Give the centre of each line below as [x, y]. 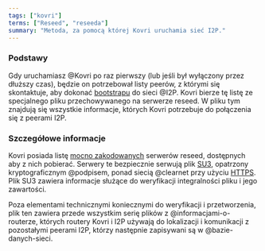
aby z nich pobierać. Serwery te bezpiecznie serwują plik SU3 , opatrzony [129, 164]
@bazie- [219, 230]
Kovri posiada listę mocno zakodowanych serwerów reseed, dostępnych [127, 155]
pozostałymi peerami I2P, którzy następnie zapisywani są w [106, 230]
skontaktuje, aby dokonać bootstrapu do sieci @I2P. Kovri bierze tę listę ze [131, 92]
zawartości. [27, 189]
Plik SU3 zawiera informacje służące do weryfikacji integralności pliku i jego [133, 180]
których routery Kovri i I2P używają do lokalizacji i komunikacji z [144, 221]
